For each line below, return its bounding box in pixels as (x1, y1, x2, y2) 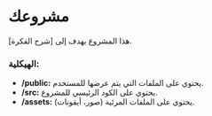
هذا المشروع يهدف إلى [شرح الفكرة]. (8, 35, 132, 46)
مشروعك (8, 6, 70, 27)
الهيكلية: (8, 58, 40, 70)
